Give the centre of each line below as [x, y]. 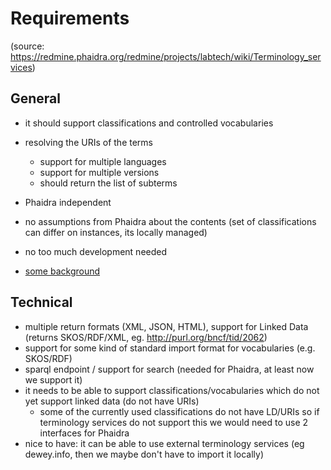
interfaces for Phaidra [84, 433]
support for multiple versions [99, 172]
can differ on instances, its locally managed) [116, 232]
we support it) [53, 379]
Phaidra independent [68, 202]
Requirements [70, 18]
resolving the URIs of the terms [88, 142]
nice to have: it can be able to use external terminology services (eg [164, 443]
